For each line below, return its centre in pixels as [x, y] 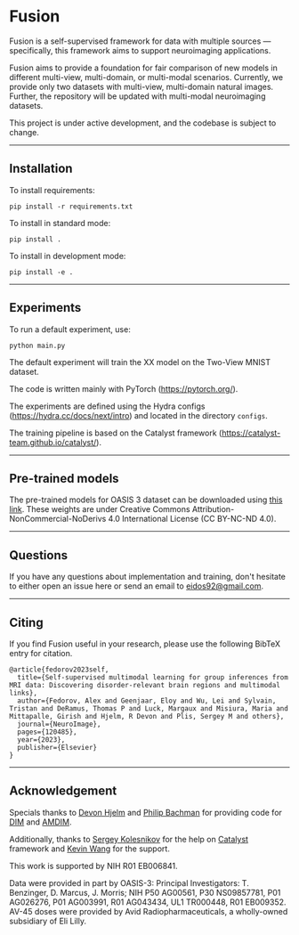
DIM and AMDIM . [40, 822]
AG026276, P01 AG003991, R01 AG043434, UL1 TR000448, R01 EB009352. [148, 902]
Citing [26, 622]
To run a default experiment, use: [70, 329]
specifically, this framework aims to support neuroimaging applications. [140, 50]
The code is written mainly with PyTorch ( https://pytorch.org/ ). [124, 388]
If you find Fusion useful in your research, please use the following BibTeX [145, 644]
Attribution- [213, 509]
